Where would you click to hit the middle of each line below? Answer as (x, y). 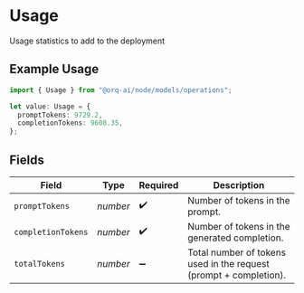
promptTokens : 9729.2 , (60, 115)
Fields (27, 160)
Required (159, 184)
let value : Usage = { (50, 106)
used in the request (228, 263)
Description (239, 184)
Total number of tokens (237, 252)
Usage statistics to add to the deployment (87, 41)
